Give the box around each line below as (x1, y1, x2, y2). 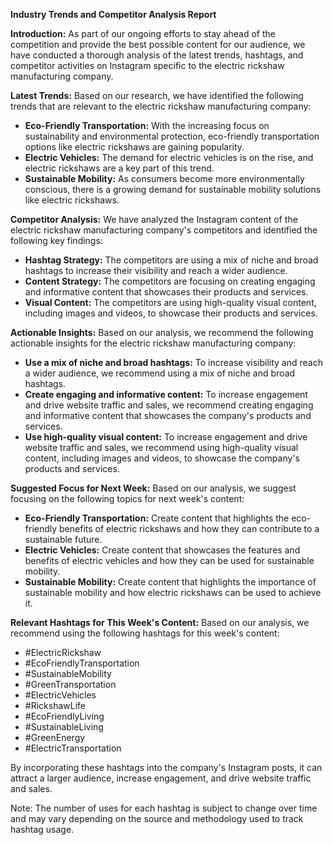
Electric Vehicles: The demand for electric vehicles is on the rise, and (24, 152, 314, 163)
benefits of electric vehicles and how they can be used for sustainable (24, 555, 315, 566)
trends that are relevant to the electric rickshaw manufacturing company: (10, 100, 312, 112)
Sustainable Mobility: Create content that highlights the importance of (24, 576, 317, 588)
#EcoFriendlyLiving (24, 710, 105, 722)
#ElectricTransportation (24, 742, 122, 754)
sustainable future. (24, 534, 103, 545)
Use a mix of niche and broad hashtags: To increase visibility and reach (24, 357, 323, 368)
